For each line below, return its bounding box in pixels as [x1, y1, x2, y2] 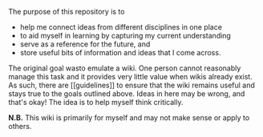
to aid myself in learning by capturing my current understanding [19, 31, 231, 40]
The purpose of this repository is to [8, 7, 125, 16]
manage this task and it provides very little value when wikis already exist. [8, 72, 253, 81]
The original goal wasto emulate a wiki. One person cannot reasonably [8, 63, 241, 73]
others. [8, 122, 32, 131]
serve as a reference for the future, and [19, 39, 151, 49]
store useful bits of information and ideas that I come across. [19, 48, 221, 57]
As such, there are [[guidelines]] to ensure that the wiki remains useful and [8, 80, 255, 90]
